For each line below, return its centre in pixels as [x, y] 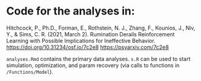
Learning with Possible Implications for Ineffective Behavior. [81, 40]
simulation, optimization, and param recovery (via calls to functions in [93, 65]
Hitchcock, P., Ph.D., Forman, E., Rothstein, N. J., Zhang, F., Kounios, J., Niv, [101, 28]
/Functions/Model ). [30, 71]
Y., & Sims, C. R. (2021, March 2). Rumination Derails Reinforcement [91, 34]
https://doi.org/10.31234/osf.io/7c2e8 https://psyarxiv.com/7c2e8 [88, 47]
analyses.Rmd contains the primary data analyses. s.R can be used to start [98, 59]
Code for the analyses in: [71, 11]
